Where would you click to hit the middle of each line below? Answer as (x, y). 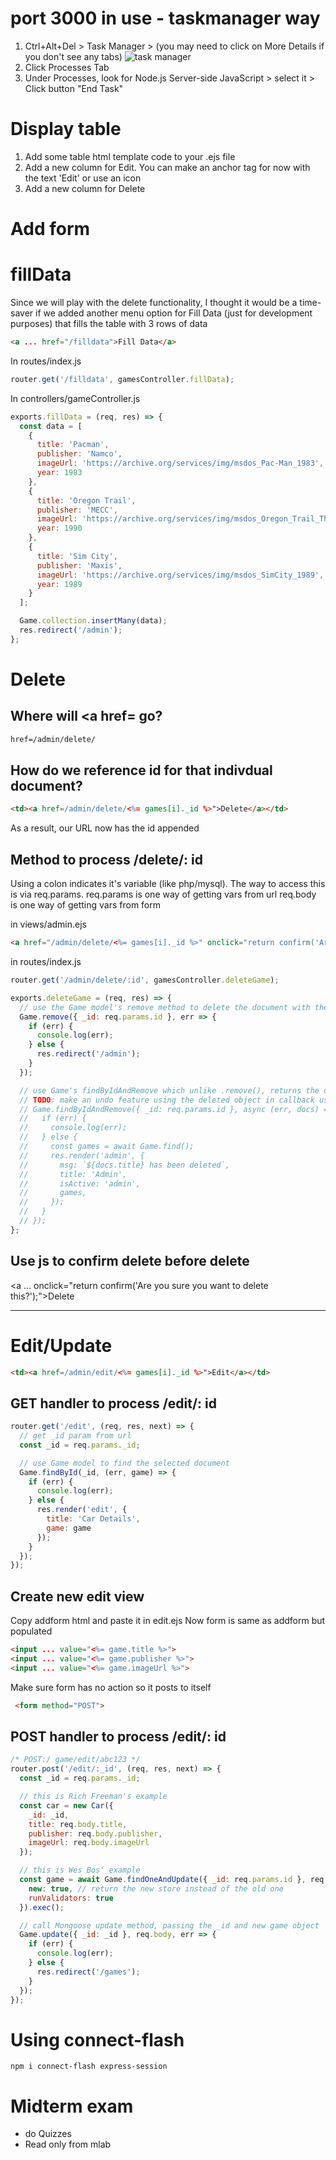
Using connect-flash (97, 2039)
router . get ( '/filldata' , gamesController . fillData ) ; (122, 379)
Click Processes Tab (67, 67)
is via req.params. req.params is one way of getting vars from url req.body (163, 894)
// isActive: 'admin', (80, 1183)
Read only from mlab (68, 2144)
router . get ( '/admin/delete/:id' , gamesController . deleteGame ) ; (145, 980)
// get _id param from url (75, 1436)
